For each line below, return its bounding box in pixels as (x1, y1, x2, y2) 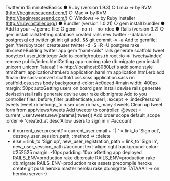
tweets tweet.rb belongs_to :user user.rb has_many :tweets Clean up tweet (5, 102, 163, 107)
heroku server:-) (12, 171, 47, 177)
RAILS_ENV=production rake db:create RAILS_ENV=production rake (12, 155, 156, 161)
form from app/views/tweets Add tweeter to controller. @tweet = (5, 107, 142, 113)
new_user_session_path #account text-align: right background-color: (12, 144, 158, 149)
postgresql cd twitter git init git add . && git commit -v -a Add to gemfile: (5, 37, 157, 43)
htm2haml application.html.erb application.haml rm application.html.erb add (5, 69, 165, 75)
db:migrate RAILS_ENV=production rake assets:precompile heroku (12, 160, 153, 166)
